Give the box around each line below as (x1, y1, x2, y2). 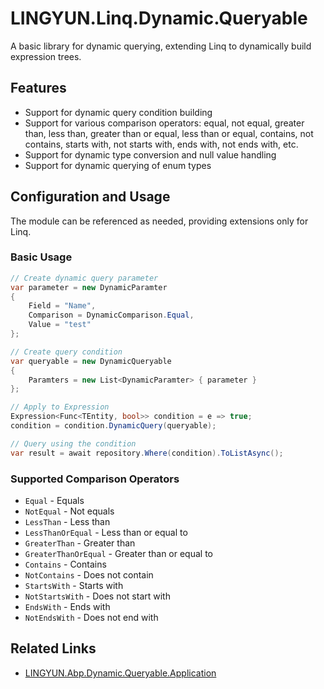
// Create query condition (10, 347, 123, 357)
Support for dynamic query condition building (24, 106, 213, 118)
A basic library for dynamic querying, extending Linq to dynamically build (10, 40, 312, 52)
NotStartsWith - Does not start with (24, 590, 171, 602)
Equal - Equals (24, 495, 85, 507)
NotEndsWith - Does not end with (24, 612, 159, 624)
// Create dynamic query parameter (10, 273, 159, 283)
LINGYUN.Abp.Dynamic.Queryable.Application (24, 667, 217, 679)
